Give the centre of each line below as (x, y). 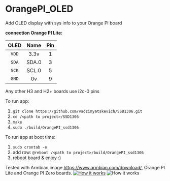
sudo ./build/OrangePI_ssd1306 (46, 128)
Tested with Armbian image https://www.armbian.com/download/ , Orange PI (85, 167)
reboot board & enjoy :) (37, 158)
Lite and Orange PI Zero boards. (39, 173)
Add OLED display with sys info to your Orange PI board (64, 23)
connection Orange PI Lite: (34, 33)
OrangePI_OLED (39, 9)
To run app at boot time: (30, 137)
